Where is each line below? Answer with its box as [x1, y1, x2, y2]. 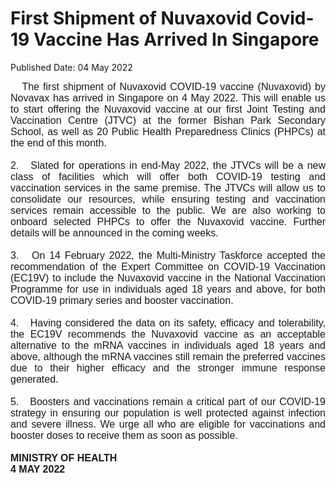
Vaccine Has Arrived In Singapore [33, 28, 320, 51]
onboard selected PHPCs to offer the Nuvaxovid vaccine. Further [10, 215, 326, 227]
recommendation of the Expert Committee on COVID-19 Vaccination [10, 260, 326, 272]
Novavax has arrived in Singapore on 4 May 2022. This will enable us [10, 92, 326, 104]
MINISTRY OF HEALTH [10, 452, 118, 464]
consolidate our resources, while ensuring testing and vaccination [10, 193, 326, 205]
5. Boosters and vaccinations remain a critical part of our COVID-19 [10, 395, 326, 407]
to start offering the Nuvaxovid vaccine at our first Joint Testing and [10, 103, 326, 115]
